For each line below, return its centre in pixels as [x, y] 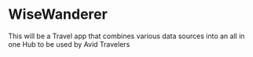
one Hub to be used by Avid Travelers [69, 44]
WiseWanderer [58, 14]
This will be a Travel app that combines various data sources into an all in [126, 36]
